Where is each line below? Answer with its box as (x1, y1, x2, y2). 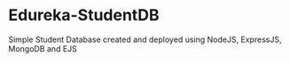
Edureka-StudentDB (8, 5, 160, 25)
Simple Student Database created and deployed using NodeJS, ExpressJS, (8, 34, 282, 45)
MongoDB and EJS (8, 43, 77, 53)
